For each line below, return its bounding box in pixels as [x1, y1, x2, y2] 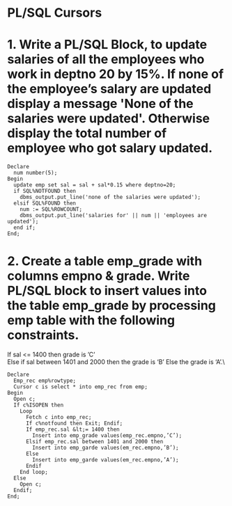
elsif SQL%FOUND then [13, 200, 77, 207]
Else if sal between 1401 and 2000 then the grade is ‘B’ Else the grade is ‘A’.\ [7, 358, 225, 366]
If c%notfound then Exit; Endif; [25, 420, 123, 427]
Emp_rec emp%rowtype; [13, 377, 77, 384]
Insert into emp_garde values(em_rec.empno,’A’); [32, 457, 179, 464]
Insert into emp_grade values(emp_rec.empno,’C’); [32, 432, 183, 439]
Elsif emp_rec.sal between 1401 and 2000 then [25, 438, 164, 445]
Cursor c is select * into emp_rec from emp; [13, 384, 148, 390]
